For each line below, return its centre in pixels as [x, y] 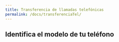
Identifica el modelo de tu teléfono [59, 34]
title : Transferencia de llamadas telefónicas [54, 10]
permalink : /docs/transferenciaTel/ [43, 14]
